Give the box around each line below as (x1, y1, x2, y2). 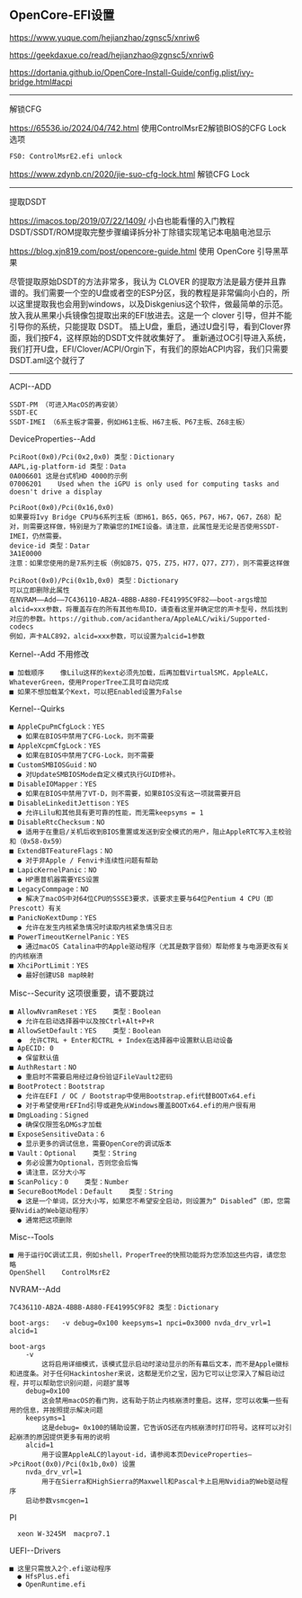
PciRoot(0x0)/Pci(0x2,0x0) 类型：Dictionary (9, 452, 175, 461)
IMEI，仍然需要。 (9, 531, 66, 540)
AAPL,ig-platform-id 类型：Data (9, 461, 127, 471)
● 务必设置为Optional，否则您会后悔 (17, 1158, 138, 1167)
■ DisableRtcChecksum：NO (9, 817, 105, 826)
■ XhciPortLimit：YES (9, 960, 89, 970)
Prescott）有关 (9, 904, 62, 913)
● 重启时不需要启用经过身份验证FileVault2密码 (17, 1072, 173, 1081)
